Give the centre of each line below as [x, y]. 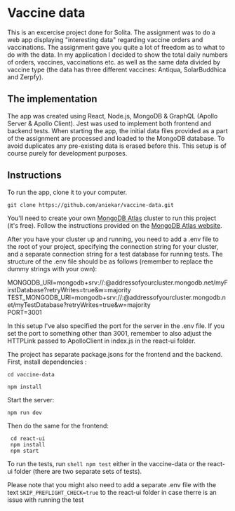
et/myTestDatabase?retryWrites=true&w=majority [79, 305]
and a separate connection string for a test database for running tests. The [115, 254]
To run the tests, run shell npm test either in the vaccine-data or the [107, 463]
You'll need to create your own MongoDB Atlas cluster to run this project [112, 218]
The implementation [52, 99]
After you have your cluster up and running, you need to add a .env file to [113, 239]
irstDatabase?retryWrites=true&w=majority [69, 289]
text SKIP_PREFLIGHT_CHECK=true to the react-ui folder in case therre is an [112, 492]
